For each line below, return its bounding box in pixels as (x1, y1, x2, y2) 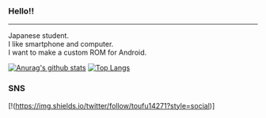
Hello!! (8, 6, 34, 17)
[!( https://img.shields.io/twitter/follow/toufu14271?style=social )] (8, 101, 215, 110)
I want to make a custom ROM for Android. (8, 48, 147, 57)
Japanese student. (8, 31, 70, 40)
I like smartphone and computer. (8, 40, 114, 49)
